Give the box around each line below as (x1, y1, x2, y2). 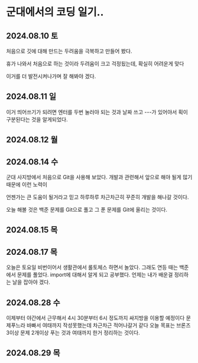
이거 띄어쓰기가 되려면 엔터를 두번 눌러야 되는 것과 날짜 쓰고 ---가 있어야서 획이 (6, 108, 188, 115)
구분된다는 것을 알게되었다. (6, 116, 68, 123)
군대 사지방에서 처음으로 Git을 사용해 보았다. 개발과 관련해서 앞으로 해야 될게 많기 (6, 174, 193, 181)
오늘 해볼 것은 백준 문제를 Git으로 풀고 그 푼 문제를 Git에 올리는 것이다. (6, 206, 167, 213)
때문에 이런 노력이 (6, 181, 47, 188)
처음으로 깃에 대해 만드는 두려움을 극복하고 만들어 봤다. (6, 48, 132, 54)
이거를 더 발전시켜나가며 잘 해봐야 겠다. (6, 73, 96, 80)
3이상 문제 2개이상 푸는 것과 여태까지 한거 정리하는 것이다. (6, 329, 140, 336)
